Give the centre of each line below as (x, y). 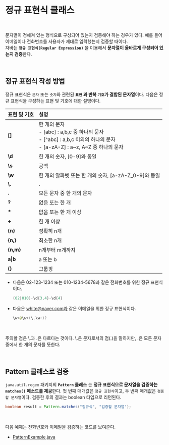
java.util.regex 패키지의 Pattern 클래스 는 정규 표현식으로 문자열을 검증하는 (81, 385)
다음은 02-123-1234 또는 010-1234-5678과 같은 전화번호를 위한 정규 (81, 282)
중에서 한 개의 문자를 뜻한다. (33, 344)
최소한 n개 (50, 240)
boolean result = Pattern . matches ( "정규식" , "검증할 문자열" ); (68, 407)
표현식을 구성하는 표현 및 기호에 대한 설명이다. (55, 101)
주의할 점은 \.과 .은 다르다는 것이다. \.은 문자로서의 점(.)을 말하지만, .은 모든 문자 (83, 338)
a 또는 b (48, 259)
